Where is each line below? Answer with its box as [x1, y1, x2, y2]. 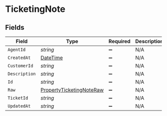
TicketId [7, 95, 28, 101]
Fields [5, 23, 25, 32]
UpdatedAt [7, 103, 31, 109]
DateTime [40, 55, 63, 61]
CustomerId [7, 63, 33, 68]
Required [108, 38, 131, 45]
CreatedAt [7, 55, 31, 60]
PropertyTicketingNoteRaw [40, 87, 104, 93]
